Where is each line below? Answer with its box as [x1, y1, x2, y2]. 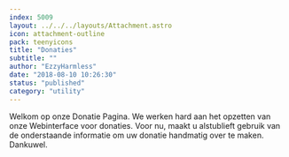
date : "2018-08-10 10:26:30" [9, 71, 117, 79]
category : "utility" [9, 86, 86, 95]
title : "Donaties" [9, 46, 77, 55]
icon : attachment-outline [9, 29, 105, 38]
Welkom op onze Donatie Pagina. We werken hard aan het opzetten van [9, 111, 271, 122]
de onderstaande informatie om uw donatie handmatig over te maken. [9, 130, 264, 140]
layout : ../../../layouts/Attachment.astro [9, 21, 173, 30]
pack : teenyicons [9, 37, 74, 47]
